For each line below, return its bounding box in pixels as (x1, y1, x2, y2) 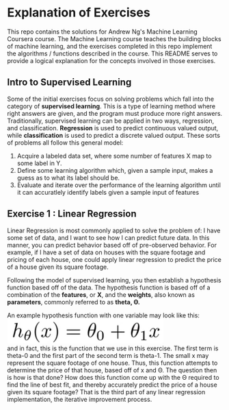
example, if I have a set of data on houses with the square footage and (7, 248, 206, 256)
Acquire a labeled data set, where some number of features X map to (16, 152, 212, 160)
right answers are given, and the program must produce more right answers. (7, 109, 223, 117)
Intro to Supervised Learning (7, 77, 132, 88)
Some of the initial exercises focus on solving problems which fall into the (7, 95, 214, 103)
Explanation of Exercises (7, 5, 150, 21)
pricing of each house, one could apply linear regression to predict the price (7, 255, 222, 263)
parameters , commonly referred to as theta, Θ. (7, 298, 140, 306)
